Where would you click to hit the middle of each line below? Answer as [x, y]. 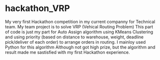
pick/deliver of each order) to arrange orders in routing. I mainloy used [75, 42]
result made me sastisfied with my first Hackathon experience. [67, 52]
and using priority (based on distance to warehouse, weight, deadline [74, 37]
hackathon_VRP [38, 8]
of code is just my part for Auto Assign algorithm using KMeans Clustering [79, 32]
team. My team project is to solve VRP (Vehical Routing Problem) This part [79, 26]
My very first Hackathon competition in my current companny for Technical [80, 22]
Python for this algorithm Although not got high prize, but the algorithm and [80, 47]
